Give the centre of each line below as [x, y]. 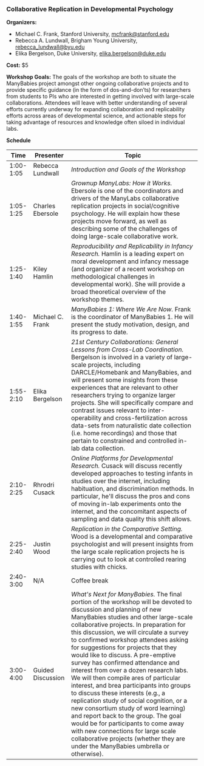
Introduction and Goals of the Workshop [128, 170]
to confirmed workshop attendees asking [130, 640]
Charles [44, 206]
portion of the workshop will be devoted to [131, 602]
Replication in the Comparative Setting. [127, 529]
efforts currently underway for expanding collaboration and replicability [96, 109]
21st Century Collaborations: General [124, 342]
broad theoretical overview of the [118, 292]
